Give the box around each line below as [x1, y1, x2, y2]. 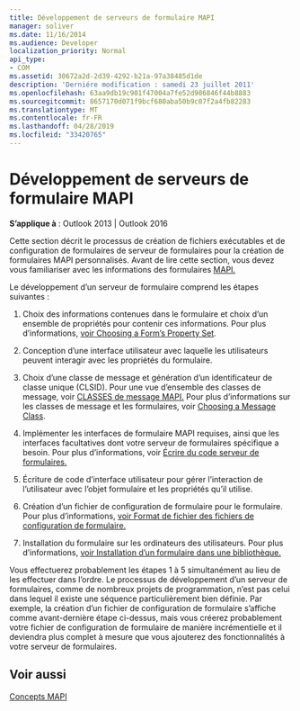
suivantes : [9, 291, 49, 301]
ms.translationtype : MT [9, 105, 99, 114]
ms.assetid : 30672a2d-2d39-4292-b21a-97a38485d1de [9, 72, 203, 81]
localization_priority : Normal [9, 47, 127, 56]
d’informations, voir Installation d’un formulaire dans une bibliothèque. [22, 546, 281, 558]
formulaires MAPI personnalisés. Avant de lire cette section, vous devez [9, 254, 275, 265]
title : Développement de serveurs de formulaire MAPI [9, 13, 216, 22]
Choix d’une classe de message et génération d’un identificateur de [22, 372, 273, 382]
